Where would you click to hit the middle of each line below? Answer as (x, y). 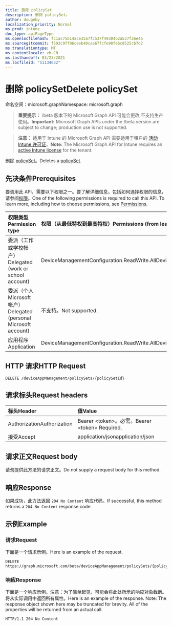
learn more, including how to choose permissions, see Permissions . (77, 204)
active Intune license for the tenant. (55, 150)
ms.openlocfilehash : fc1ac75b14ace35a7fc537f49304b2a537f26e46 (74, 39)
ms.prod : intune (23, 29)
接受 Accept (22, 437)
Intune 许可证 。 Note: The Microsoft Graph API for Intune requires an (90, 144)
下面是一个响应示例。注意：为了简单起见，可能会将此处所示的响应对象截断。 (86, 592)
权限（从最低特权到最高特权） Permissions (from (100, 224)
